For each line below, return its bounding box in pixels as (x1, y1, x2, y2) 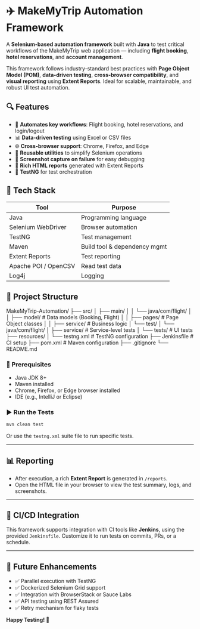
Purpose (111, 203, 136, 211)
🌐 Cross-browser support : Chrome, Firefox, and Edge (14, 142, 149, 149)
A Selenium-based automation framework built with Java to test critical (6, 41, 185, 48)
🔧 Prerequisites (6, 360, 52, 369)
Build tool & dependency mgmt (81, 242, 167, 251)
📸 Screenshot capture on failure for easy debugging (14, 155, 145, 162)
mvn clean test (6, 421, 44, 427)
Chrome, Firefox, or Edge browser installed (14, 387, 120, 394)
